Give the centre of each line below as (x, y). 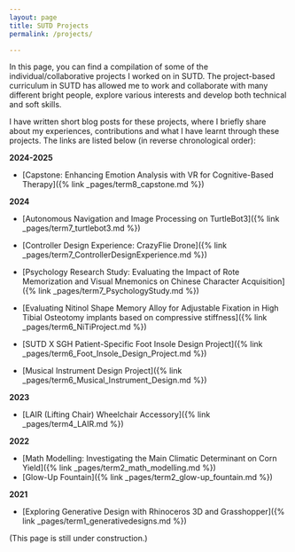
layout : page (33, 17)
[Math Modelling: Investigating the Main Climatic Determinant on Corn (149, 459)
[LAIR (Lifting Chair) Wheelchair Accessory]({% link (116, 414)
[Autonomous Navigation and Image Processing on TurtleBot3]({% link (151, 219)
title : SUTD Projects (49, 26)
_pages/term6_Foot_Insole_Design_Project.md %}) (114, 354)
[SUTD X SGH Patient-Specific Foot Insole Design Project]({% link (142, 344)
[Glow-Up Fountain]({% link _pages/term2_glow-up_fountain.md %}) (147, 477)
